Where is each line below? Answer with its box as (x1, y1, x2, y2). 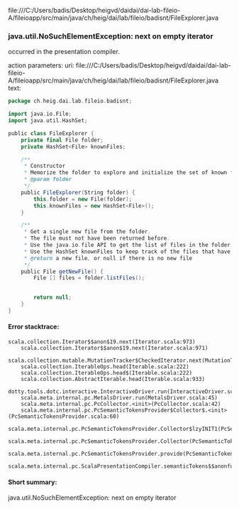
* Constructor (23, 163, 66, 170)
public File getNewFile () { (21, 268, 104, 275)
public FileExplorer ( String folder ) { (21, 188, 135, 196)
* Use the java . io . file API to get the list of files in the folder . (23, 242, 234, 249)
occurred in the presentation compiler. (8, 48, 120, 56)
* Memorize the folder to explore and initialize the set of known (23, 169, 228, 176)
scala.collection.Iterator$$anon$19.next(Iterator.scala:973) (8, 338, 196, 345)
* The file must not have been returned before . (23, 235, 171, 242)
